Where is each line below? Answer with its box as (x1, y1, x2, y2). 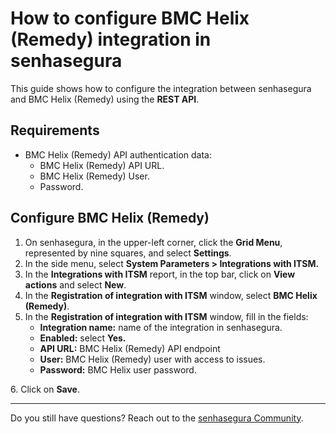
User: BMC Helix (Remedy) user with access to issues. (39, 353, 266, 365)
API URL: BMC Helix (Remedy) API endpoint (39, 342, 221, 354)
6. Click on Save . (10, 383, 81, 395)
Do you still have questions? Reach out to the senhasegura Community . (10, 412, 304, 424)
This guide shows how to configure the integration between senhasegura (10, 82, 312, 94)
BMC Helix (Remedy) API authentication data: (24, 148, 212, 161)
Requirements (10, 122, 100, 139)
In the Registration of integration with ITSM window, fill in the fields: (24, 310, 309, 322)
